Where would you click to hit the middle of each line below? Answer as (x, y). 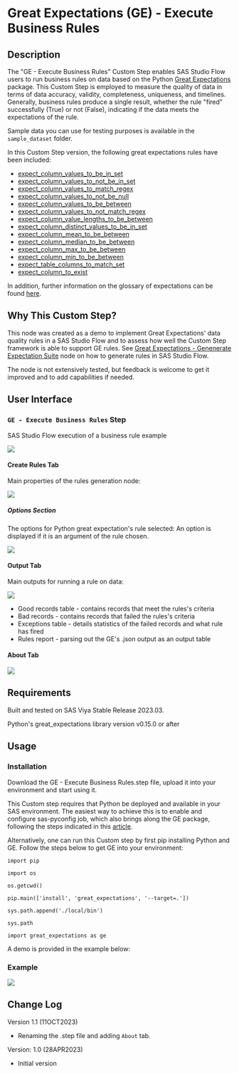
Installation (27, 767)
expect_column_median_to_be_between (76, 242)
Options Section (32, 510)
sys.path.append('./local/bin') (55, 911)
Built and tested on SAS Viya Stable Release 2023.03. (86, 710)
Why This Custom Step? (62, 316)
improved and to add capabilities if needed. (71, 377)
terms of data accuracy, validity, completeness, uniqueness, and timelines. (117, 94)
